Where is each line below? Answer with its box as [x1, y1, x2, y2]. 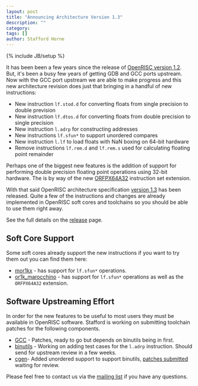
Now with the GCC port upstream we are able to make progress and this [6, 76, 182, 83]
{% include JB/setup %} [6, 53, 65, 59]
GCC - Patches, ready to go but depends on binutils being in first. [14, 336, 174, 343]
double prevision [14, 107, 56, 113]
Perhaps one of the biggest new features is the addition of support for [6, 162, 177, 169]
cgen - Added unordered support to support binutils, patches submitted [14, 355, 188, 362]
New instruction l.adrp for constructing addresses [14, 125, 138, 132]
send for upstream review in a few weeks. [14, 349, 117, 356]
